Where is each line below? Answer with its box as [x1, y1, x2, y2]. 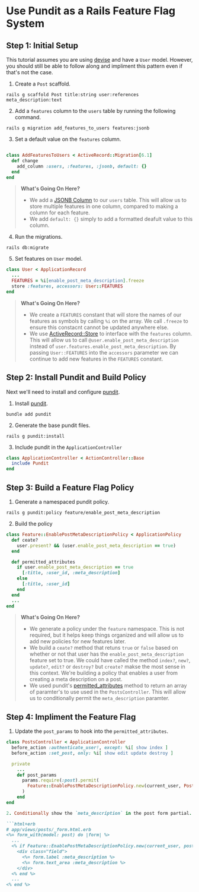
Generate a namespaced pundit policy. [14, 498, 110, 505]
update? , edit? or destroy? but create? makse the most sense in [29, 663, 185, 670]
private [11, 761, 31, 767]
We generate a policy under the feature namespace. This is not [29, 625, 185, 632]
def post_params [17, 772, 57, 778]
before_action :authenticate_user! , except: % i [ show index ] [11, 745, 168, 751]
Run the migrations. [14, 233, 63, 241]
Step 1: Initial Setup [6, 40, 79, 50]
